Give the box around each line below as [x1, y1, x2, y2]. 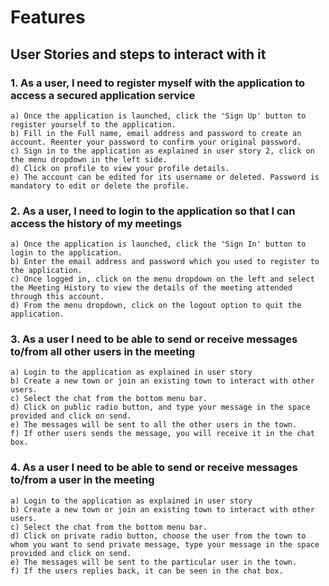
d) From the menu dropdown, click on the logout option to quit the [10, 301, 302, 311]
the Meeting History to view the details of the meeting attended [10, 283, 293, 293]
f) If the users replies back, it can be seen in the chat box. [10, 566, 284, 576]
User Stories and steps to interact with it [10, 46, 267, 63]
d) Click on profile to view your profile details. [10, 163, 230, 173]
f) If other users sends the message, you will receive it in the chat [10, 429, 315, 439]
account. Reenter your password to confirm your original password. [10, 137, 302, 147]
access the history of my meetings [10, 216, 183, 230]
